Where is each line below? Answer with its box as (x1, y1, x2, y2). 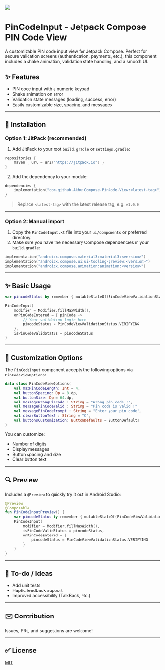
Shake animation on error (12, 91, 64, 97)
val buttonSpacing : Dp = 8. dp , (14, 390, 78, 395)
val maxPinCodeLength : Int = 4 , (14, 386, 80, 391)
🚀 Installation (5, 120, 46, 129)
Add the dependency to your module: (12, 174, 88, 180)
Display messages (12, 446, 50, 452)
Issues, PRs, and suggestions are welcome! (5, 627, 93, 633)
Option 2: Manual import (5, 218, 65, 225)
